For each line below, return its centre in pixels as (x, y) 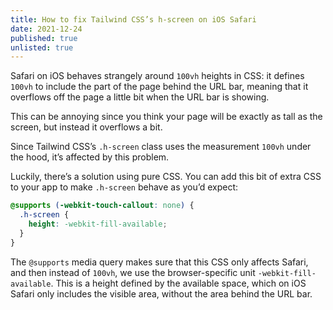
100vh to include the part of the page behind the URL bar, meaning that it (159, 87)
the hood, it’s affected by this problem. (90, 157)
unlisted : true (42, 47)
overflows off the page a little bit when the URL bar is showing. (140, 97)
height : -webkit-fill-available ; (98, 224)
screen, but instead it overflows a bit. (86, 127)
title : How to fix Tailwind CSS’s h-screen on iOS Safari (133, 19)
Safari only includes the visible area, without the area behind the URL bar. (161, 293)
